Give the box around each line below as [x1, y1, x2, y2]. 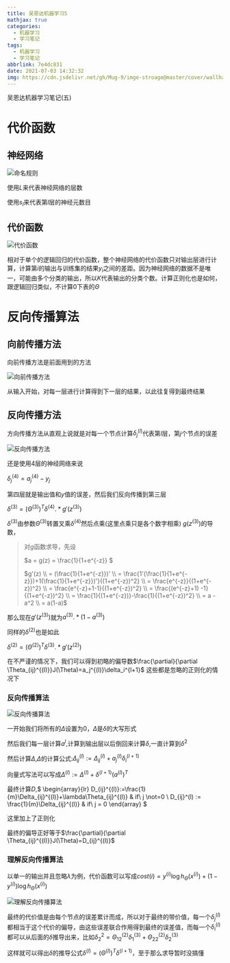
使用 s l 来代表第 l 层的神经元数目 [7, 198, 91, 208]
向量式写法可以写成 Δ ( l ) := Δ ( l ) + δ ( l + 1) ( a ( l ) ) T [7, 769, 129, 778]
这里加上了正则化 [7, 814, 55, 822]
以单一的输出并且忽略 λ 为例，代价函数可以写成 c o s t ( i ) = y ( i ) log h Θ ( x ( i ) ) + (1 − [7, 871, 218, 882]
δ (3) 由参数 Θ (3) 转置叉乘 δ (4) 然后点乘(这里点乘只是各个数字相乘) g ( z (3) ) [7, 518, 201, 527]
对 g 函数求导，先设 [23, 542, 77, 550]
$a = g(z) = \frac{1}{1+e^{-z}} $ [23, 556, 114, 564]
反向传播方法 [7, 409, 62, 421]
